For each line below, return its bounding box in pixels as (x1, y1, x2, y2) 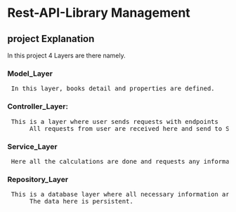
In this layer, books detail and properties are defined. (11, 85, 216, 92)
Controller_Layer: (7, 101, 69, 111)
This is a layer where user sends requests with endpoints (11, 118, 219, 125)
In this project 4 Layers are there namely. (7, 51, 126, 59)
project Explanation (7, 33, 95, 45)
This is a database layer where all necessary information (11, 190, 219, 199)
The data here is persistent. (29, 197, 133, 206)
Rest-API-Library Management (7, 5, 191, 21)
